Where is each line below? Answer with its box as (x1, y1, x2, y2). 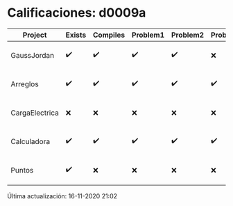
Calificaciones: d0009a (7, 5, 146, 21)
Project (22, 30, 47, 40)
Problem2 (171, 30, 205, 40)
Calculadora (10, 136, 51, 146)
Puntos (10, 165, 34, 175)
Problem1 (131, 30, 165, 40)
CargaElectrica (10, 108, 59, 118)
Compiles (92, 30, 126, 40)
